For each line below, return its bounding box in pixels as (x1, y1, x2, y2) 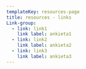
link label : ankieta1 (17, 31, 71, 37)
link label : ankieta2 (17, 43, 71, 49)
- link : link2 (12, 37, 47, 43)
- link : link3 (12, 48, 47, 54)
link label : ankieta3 (17, 53, 71, 59)
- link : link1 (12, 25, 47, 32)
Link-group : (6, 20, 36, 26)
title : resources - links (6, 14, 71, 20)
